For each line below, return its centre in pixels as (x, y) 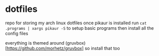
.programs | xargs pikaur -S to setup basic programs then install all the (79, 28)
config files (17, 33)
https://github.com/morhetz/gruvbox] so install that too (63, 48)
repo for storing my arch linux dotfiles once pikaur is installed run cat (76, 23)
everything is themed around (35, 43)
